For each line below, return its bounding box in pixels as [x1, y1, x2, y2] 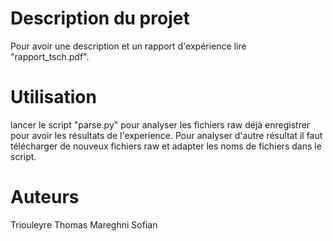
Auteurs [10, 186, 80, 209]
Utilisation [10, 86, 97, 109]
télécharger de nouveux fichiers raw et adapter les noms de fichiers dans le [10, 140, 322, 152]
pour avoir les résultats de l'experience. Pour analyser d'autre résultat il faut [10, 129, 323, 141]
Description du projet [10, 7, 190, 30]
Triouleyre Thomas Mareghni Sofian [10, 218, 158, 231]
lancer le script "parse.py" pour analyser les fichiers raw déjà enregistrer [10, 118, 311, 131]
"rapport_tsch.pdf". [10, 50, 90, 62]
